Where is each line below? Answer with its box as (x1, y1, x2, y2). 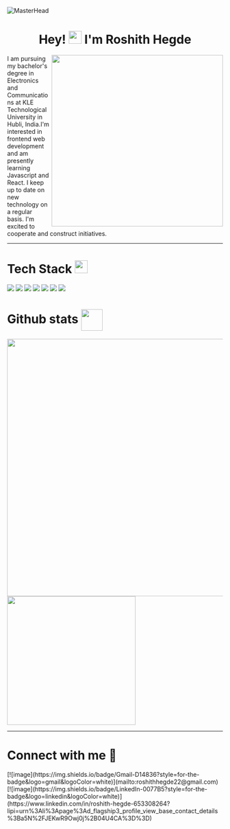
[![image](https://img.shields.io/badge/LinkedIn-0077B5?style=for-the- (7, 784, 207, 793)
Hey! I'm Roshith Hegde (38, 32, 192, 47)
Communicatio (7, 91, 49, 99)
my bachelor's (7, 62, 48, 70)
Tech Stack (7, 261, 73, 277)
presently (7, 156, 34, 165)
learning (7, 163, 31, 172)
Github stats (7, 311, 79, 327)
